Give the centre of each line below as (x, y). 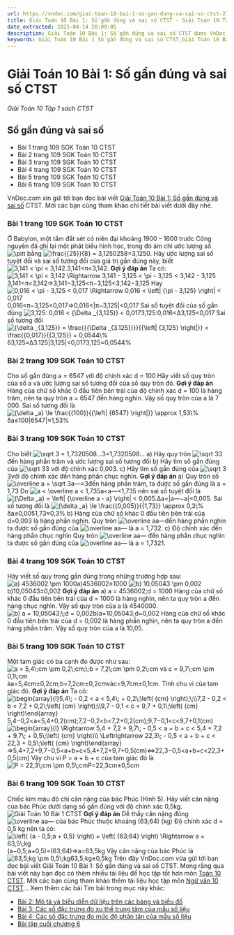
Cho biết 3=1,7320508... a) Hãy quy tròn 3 (115, 454)
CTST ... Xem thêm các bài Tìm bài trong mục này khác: (86, 887)
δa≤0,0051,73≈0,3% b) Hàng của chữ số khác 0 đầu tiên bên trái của (106, 513)
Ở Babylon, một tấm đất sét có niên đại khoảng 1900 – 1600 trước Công (109, 239)
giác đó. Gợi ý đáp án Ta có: (48, 691)
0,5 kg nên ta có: (31, 828)
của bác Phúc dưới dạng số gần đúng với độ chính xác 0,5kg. (95, 806)
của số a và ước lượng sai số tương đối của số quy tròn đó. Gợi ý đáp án (110, 383)
